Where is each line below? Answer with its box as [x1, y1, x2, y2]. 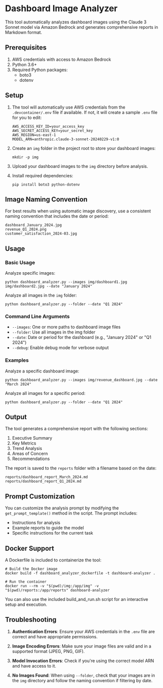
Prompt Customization [5, 492, 75, 501]
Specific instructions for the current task [12, 530, 93, 536]
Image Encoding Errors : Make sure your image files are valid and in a [12, 643, 152, 649]
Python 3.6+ [12, 61, 37, 67]
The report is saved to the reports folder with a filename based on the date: [5, 465, 157, 471]
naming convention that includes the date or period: [5, 213, 109, 219]
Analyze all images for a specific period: [5, 390, 86, 396]
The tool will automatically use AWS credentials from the [12, 104, 126, 110]
